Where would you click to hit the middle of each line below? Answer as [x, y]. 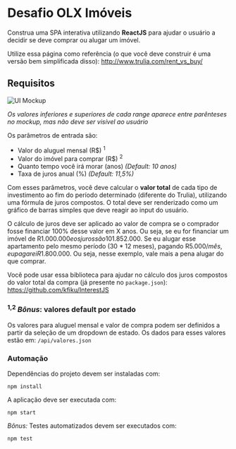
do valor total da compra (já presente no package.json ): [87, 282]
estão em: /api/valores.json [49, 340]
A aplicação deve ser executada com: [62, 400]
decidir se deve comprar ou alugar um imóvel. [74, 40]
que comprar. [27, 261]
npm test [20, 439]
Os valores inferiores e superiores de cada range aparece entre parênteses [117, 114]
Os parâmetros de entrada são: [52, 135]
